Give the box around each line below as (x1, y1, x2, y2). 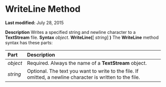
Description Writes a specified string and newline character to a (5, 29, 136, 35)
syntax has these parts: (5, 39, 53, 45)
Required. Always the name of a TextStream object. (27, 59, 147, 66)
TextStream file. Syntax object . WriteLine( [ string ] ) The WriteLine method (5, 34, 159, 40)
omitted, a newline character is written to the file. (27, 74, 140, 81)
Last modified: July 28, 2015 (5, 20, 64, 26)
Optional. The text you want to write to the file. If (27, 67, 139, 74)
